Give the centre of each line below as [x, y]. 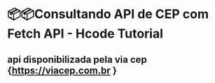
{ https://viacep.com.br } [62, 70]
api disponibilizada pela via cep [77, 60]
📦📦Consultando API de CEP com [108, 14]
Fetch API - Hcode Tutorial [85, 34]
